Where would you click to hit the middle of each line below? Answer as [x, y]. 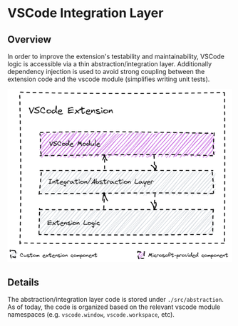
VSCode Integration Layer [86, 13]
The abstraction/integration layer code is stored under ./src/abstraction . [116, 300]
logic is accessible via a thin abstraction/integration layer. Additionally [110, 64]
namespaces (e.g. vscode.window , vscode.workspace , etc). [91, 315]
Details [23, 282]
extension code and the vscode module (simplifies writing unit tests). [109, 79]
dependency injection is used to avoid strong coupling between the [106, 72]
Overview [30, 40]
